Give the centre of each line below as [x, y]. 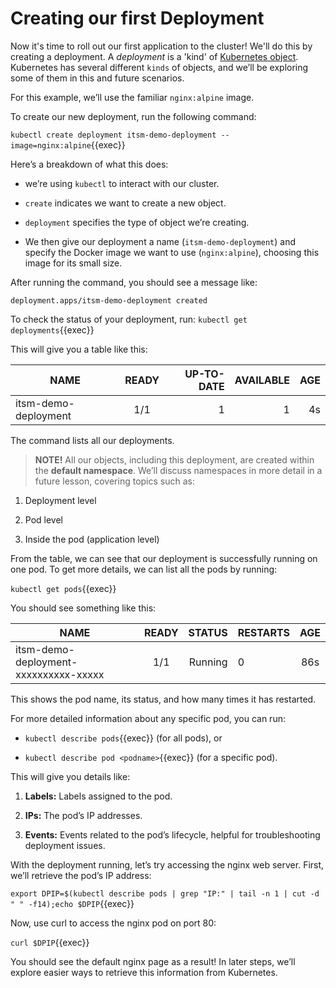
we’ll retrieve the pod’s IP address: [81, 875]
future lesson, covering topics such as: [114, 481]
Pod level [43, 519]
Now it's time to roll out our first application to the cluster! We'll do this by [161, 46]
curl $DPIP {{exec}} [50, 942]
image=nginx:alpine [51, 145]
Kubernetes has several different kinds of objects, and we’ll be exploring [159, 67]
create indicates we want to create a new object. [125, 203]
